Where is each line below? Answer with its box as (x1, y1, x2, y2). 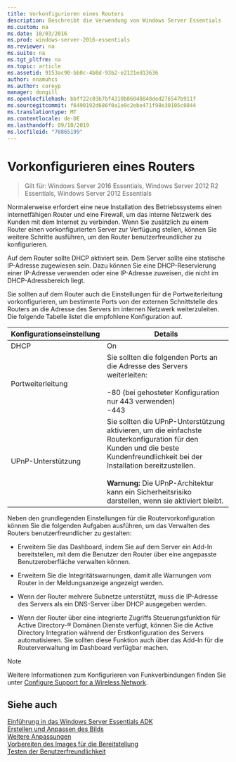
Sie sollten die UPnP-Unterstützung (106, 417, 225, 427)
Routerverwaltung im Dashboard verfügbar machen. (17, 644, 169, 652)
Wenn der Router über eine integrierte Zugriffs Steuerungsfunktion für (17, 613, 221, 622)
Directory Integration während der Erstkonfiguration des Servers (17, 628, 204, 637)
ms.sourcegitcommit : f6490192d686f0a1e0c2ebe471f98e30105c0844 (7, 102, 197, 109)
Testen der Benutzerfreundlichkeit (7, 747, 106, 756)
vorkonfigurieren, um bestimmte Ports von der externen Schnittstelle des (7, 297, 218, 306)
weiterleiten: (106, 370, 147, 380)
